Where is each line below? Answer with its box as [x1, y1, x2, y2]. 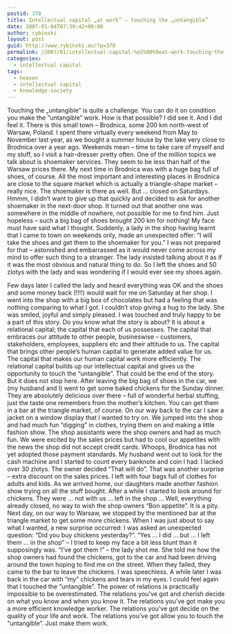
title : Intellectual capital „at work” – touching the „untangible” [7, 17, 209, 24]
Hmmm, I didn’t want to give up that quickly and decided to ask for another [7, 194, 220, 203]
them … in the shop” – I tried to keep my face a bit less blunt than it [7, 539, 197, 547]
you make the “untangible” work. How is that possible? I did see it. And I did [7, 113, 222, 122]
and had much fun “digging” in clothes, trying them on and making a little [7, 421, 215, 429]
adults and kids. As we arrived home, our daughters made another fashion [7, 480, 219, 488]
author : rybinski [7, 29, 57, 37]
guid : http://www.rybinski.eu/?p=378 [7, 42, 116, 49]
